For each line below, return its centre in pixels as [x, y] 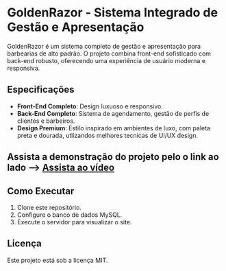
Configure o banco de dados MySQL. [70, 215]
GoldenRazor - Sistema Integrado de [112, 13]
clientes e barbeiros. [46, 121]
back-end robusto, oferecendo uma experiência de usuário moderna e [106, 60]
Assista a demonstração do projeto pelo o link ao [113, 157]
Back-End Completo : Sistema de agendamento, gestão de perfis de [113, 113]
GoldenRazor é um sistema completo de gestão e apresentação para [104, 46]
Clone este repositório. [49, 207]
